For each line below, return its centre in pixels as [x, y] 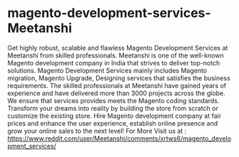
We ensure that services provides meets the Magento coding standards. [113, 100]
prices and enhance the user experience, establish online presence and [113, 123]
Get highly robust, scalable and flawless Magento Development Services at [118, 48]
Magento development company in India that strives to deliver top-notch [114, 63]
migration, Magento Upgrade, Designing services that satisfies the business [119, 78]
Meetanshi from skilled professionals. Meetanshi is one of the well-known [116, 55]
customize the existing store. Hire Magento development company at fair [115, 116]
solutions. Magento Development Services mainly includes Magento [107, 70]
